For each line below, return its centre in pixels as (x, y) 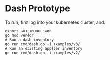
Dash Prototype (38, 9)
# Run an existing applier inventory (44, 48)
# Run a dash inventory (29, 40)
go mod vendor (20, 35)
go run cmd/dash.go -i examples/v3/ (42, 44)
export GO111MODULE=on (28, 31)
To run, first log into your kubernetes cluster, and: (55, 22)
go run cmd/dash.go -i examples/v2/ (42, 53)
